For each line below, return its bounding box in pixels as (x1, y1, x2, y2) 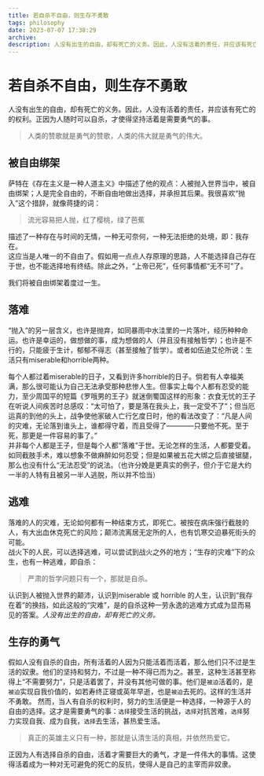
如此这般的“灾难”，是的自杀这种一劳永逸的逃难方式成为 (52, 600, 231, 609)
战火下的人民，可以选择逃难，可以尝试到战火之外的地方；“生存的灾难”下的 (8, 547, 249, 557)
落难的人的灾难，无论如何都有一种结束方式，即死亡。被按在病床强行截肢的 (8, 517, 249, 527)
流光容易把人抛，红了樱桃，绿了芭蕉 (27, 215, 145, 224)
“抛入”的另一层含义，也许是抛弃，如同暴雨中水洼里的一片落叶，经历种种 (8, 325, 242, 335)
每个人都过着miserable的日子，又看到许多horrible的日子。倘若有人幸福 (8, 371, 237, 381)
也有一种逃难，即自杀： (21, 557, 98, 566)
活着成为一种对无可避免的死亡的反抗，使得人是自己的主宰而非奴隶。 (14, 759, 236, 769)
